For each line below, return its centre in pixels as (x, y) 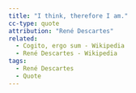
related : (23, 38)
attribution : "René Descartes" (61, 31)
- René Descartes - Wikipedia (66, 53)
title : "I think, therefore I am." (68, 16)
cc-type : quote (34, 23)
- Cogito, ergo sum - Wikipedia (70, 46)
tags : (17, 61)
